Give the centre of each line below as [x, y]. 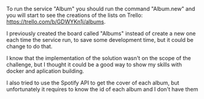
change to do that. [30, 46]
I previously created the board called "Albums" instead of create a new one [101, 33]
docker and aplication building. [45, 71]
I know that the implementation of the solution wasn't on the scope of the [99, 58]
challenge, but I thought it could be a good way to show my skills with [94, 64]
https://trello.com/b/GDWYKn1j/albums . [56, 22]
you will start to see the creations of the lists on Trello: [74, 15]
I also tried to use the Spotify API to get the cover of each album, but [93, 83]
